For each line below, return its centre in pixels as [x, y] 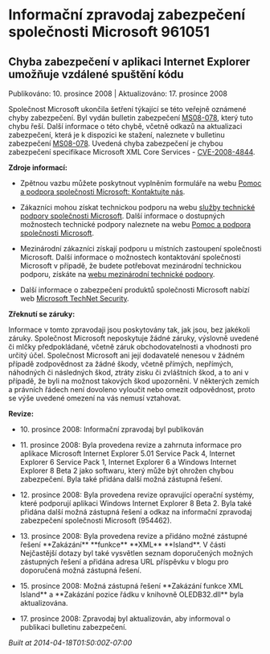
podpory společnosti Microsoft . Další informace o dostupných [122, 216]
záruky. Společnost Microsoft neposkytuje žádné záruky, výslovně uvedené [134, 338]
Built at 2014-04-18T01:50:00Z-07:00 [70, 643]
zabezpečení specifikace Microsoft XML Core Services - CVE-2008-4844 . [132, 152]
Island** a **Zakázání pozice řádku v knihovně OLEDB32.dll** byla [131, 594]
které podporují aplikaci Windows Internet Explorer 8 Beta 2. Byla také [136, 503]
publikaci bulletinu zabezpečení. [73, 627]
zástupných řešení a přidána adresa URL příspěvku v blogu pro [124, 562]
